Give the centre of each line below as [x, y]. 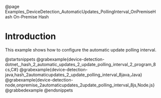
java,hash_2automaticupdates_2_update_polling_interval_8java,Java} [73, 75]
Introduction [31, 37]
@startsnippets [20, 59]
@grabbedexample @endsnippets [39, 90]
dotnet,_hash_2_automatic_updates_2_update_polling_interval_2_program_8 [80, 64]
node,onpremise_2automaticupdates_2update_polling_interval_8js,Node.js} [80, 85]
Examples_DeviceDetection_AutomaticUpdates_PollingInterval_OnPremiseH [80, 12]
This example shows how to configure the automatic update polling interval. [81, 49]
